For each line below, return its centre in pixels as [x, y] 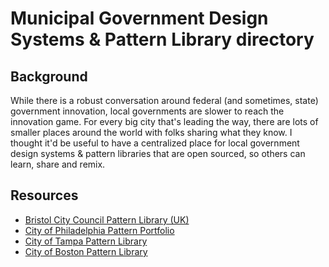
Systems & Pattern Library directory [162, 39]
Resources [44, 195]
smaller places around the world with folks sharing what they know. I [151, 132]
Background [49, 76]
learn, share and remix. [58, 164]
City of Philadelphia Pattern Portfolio [99, 230]
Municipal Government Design [139, 18]
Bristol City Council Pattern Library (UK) [107, 219]
